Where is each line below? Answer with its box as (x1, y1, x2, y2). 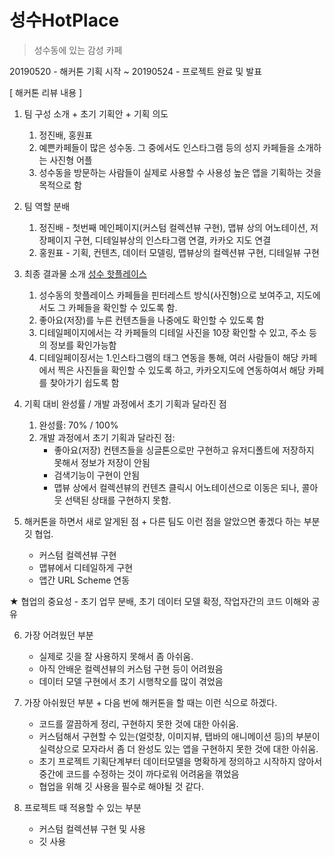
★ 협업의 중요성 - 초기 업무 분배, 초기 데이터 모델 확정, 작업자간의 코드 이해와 (9, 595, 310, 607)
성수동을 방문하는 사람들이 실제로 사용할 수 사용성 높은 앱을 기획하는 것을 (38, 166, 322, 178)
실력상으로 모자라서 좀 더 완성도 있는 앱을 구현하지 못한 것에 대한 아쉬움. (38, 742, 319, 755)
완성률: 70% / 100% (38, 419, 119, 431)
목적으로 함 (38, 179, 82, 191)
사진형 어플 (49, 154, 93, 166)
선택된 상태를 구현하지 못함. (64, 494, 172, 506)
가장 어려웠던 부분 (23, 629, 94, 641)
